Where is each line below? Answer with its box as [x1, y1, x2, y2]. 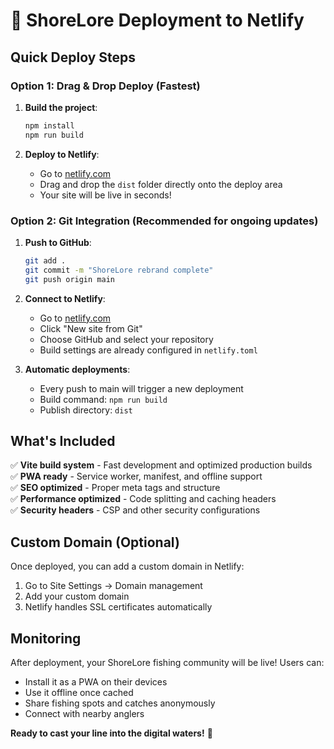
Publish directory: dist [39, 404, 133, 416]
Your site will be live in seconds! [39, 189, 172, 201]
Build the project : [24, 101, 98, 113]
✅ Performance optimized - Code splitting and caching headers [10, 493, 277, 505]
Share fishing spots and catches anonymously [24, 697, 216, 709]
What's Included [10, 432, 116, 449]
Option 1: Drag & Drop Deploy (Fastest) [10, 79, 201, 93]
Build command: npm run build [39, 393, 168, 405]
